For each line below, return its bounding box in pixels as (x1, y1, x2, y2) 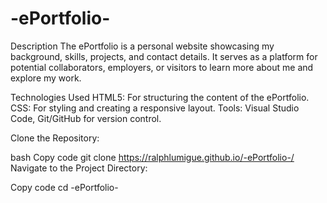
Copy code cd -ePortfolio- (10, 181, 119, 193)
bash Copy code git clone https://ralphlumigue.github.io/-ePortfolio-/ (10, 151, 295, 163)
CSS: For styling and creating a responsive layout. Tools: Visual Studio (10, 102, 300, 114)
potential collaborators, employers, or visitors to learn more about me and (10, 61, 314, 73)
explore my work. (10, 72, 82, 84)
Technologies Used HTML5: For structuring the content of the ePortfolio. (10, 91, 310, 103)
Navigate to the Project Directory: (10, 162, 148, 174)
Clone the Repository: (10, 132, 100, 144)
